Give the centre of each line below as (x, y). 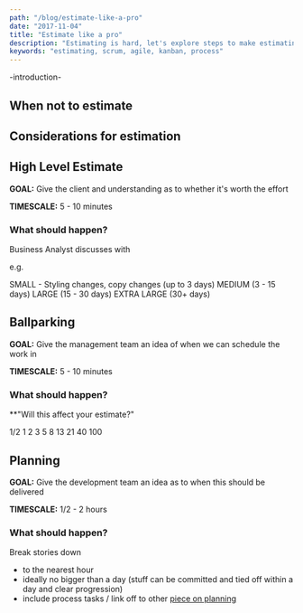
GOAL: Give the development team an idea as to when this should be (138, 482)
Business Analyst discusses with (70, 250)
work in (23, 354)
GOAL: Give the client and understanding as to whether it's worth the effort (149, 189)
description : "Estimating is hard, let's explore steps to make (133, 43)
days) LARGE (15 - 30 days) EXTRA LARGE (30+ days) (110, 294)
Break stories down (45, 552)
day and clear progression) (73, 589)
